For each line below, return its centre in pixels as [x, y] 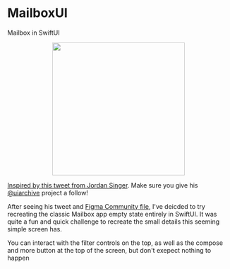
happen [18, 258]
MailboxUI [38, 13]
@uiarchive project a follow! [48, 193]
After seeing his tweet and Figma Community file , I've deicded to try [107, 206]
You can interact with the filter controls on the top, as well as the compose [115, 243]
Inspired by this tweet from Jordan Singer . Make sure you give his [103, 185]
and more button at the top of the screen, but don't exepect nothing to [109, 250]
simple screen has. [35, 229]
